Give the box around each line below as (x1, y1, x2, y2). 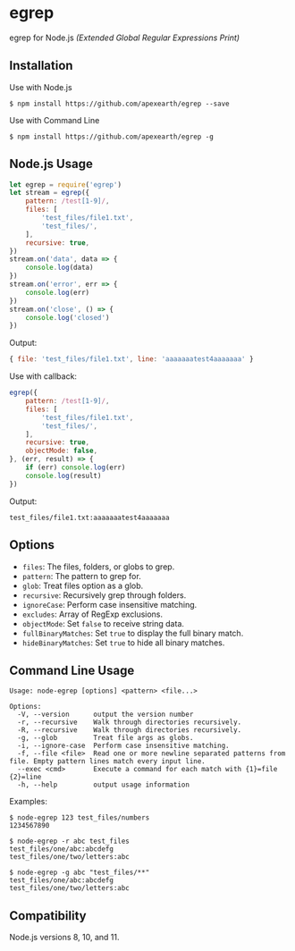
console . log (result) (25, 471, 102, 480)
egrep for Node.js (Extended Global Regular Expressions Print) (9, 32, 240, 43)
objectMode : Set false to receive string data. (21, 618, 185, 628)
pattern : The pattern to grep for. (21, 570, 141, 581)
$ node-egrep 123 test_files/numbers (9, 813, 150, 822)
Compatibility (9, 908, 87, 923)
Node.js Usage (9, 156, 94, 172)
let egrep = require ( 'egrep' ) (9, 180, 122, 189)
